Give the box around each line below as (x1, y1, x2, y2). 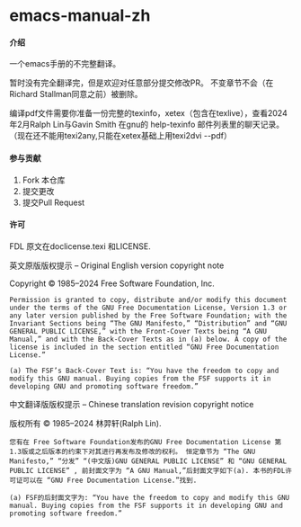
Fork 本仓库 (22, 174, 66, 185)
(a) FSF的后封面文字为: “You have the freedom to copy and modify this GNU (9, 493, 290, 502)
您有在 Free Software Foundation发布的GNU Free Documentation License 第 (9, 437, 282, 446)
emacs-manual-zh (9, 5, 151, 26)
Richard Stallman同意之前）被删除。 (9, 89, 143, 100)
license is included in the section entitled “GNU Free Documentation (9, 343, 279, 352)
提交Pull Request (22, 197, 85, 208)
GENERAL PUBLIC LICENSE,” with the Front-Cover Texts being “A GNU (9, 326, 268, 335)
